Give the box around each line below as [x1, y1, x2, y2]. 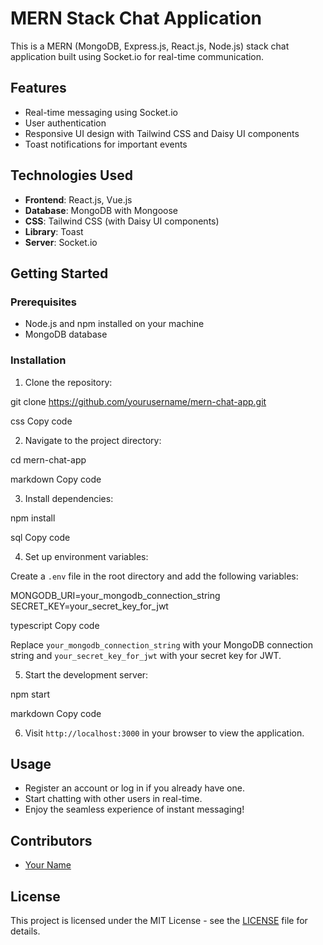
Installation [10, 353, 67, 367]
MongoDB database [24, 328, 108, 341]
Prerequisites [10, 295, 77, 309]
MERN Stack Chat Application [10, 7, 262, 30]
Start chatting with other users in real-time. [24, 793, 203, 805]
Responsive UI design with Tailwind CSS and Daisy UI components [24, 127, 300, 139]
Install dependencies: [24, 492, 114, 504]
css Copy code [10, 415, 73, 427]
